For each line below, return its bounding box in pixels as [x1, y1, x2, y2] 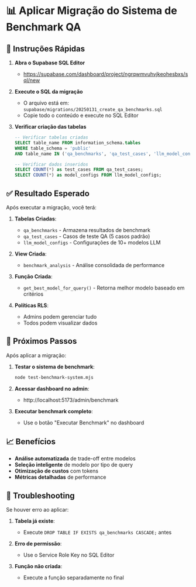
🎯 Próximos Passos [6, 336, 77, 346]
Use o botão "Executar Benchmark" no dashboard [23, 419, 145, 426]
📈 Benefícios [6, 437, 56, 447]
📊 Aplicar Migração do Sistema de [6, 4, 177, 18]
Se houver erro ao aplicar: [6, 506, 69, 513]
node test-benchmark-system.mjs [14, 374, 94, 380]
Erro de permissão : [14, 540, 62, 547]
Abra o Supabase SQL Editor [14, 59, 85, 66]
